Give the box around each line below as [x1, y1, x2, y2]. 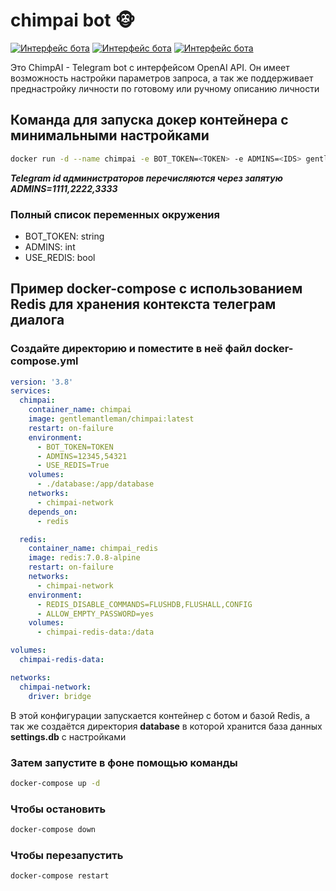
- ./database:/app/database [36, 479, 155, 489]
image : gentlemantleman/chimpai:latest [28, 414, 195, 424]
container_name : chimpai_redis [28, 544, 159, 554]
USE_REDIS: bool [24, 251, 96, 263]
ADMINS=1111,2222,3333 [10, 182, 118, 194]
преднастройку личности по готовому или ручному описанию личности [10, 82, 320, 94]
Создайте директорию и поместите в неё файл [10, 342, 253, 356]
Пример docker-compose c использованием [10, 280, 303, 298]
